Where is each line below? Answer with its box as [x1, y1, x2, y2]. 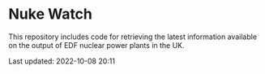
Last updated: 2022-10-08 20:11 [8, 56, 116, 66]
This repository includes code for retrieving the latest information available [8, 32, 258, 41]
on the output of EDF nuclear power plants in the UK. [8, 40, 185, 50]
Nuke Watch [8, 5, 93, 24]
